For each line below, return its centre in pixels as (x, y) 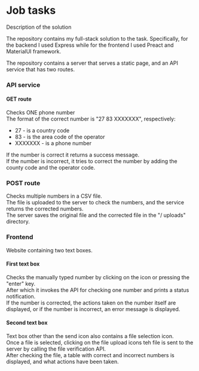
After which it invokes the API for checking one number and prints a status (98, 290)
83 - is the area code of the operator (60, 137)
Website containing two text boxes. (49, 250)
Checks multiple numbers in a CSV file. (54, 196)
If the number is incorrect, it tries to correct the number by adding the (92, 161)
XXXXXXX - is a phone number (53, 143)
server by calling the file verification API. (56, 349)
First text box (23, 264)
